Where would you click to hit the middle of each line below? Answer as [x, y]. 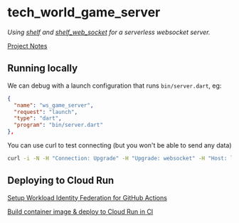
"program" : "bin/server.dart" [58, 125]
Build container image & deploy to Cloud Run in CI [80, 212]
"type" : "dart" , [38, 118]
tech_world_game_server [84, 12]
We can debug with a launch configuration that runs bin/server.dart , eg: [115, 85]
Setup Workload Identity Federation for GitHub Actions [87, 197]
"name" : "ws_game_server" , [54, 105]
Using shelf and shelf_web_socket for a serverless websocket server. [109, 32]
